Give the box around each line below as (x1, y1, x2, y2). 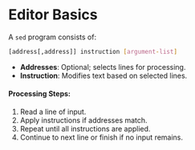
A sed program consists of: (8, 32, 97, 42)
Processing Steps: (8, 89, 71, 99)
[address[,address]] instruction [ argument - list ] (8, 47, 178, 55)
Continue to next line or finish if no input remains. (19, 132, 183, 142)
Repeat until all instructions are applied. (19, 124, 151, 134)
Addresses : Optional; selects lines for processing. (19, 62, 186, 71)
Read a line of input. (19, 107, 87, 117)
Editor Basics (8, 6, 98, 24)
